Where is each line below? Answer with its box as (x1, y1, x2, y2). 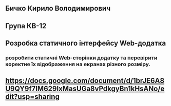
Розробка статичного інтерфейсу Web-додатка (5, 39, 166, 48)
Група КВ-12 (5, 22, 47, 30)
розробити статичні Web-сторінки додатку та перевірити (5, 54, 158, 61)
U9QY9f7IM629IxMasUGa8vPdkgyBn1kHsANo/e (5, 84, 165, 93)
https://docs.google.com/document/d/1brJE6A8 (5, 76, 165, 85)
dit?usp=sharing (5, 92, 60, 101)
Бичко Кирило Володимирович (5, 4, 111, 13)
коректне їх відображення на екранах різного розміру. (5, 61, 150, 68)
